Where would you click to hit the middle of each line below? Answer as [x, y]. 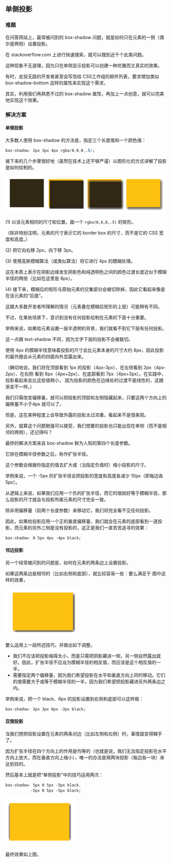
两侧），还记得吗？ [33, 432]
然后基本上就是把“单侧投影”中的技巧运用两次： [55, 775]
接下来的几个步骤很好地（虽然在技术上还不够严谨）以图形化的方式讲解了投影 [86, 161]
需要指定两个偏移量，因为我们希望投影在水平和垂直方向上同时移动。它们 [89, 675]
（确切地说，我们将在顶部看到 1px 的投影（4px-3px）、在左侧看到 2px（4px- [86, 367]
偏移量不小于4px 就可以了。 [35, 404]
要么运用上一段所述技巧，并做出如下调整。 [50, 645]
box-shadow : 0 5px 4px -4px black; [43, 538]
